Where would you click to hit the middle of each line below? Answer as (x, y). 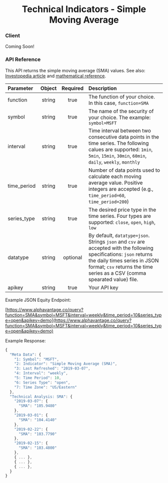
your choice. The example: (119, 117)
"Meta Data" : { (25, 354)
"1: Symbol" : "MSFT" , (36, 359)
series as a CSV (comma (117, 273)
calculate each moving (115, 176)
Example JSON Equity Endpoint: (38, 300)
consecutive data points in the (123, 137)
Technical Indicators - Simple (84, 9)
